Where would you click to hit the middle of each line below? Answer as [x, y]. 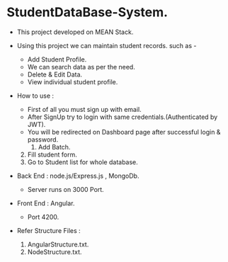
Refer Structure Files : [49, 230]
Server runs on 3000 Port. [65, 189]
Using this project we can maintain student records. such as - [107, 45]
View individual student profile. [73, 81]
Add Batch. [54, 147]
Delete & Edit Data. [55, 74]
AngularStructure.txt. [58, 244]
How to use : [35, 96]
